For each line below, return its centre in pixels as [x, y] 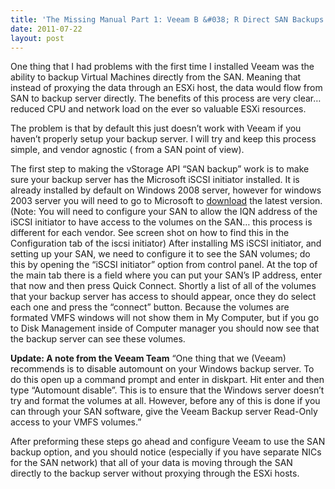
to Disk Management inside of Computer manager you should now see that [165, 328]
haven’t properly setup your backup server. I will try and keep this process [163, 139]
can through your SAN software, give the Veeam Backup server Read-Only [164, 412]
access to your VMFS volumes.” [76, 422]
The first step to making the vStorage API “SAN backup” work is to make [160, 169]
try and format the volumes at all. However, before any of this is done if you [165, 401]
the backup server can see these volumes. [98, 339]
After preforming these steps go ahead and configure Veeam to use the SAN [168, 442]
